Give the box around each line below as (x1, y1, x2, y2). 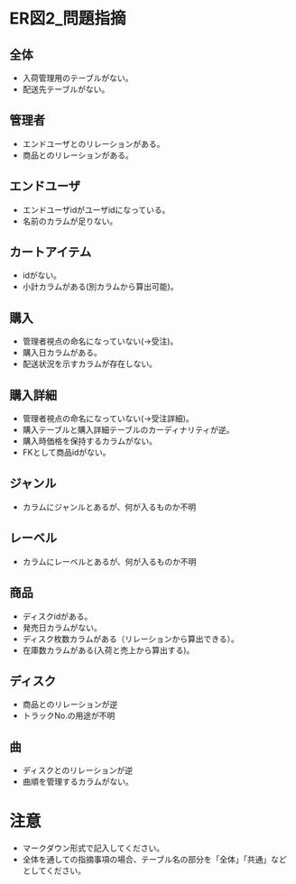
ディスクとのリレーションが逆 (22, 765, 134, 776)
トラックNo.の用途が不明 (22, 710, 116, 722)
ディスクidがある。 (22, 611, 93, 622)
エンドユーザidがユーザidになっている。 (22, 204, 171, 215)
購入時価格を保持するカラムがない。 (22, 436, 158, 447)
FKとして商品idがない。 (22, 447, 111, 458)
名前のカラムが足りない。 (22, 216, 118, 226)
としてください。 (22, 865, 86, 876)
